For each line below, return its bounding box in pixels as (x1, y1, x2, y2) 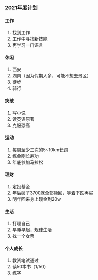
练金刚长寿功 (12, 153, 39, 159)
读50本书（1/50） (12, 264, 49, 270)
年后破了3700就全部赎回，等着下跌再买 (12, 190, 93, 196)
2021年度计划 (5, 4, 38, 11)
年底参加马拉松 (12, 159, 43, 165)
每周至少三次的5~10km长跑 (12, 146, 68, 153)
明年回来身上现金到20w (12, 196, 61, 202)
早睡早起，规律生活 (12, 227, 52, 233)
